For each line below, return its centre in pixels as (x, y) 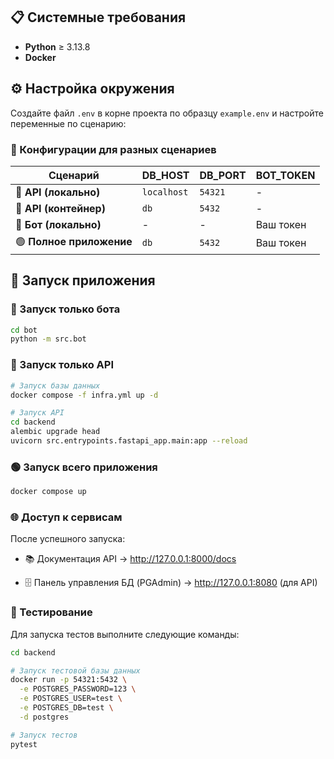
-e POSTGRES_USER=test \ (71, 699)
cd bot (24, 330)
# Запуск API (37, 413)
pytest (24, 744)
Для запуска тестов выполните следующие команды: (125, 634)
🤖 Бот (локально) (58, 224)
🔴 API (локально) (58, 192)
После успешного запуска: (68, 539)
